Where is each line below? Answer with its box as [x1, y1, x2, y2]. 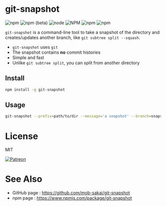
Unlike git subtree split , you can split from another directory [12, 60, 140, 66]
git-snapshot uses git [12, 44, 58, 50]
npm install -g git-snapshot [5, 87, 65, 92]
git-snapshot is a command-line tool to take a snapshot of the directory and [5, 29, 160, 35]
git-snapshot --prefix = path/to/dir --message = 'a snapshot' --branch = [5, 114, 152, 119]
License [5, 131, 39, 141]
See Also [5, 173, 42, 185]
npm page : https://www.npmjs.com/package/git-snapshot [12, 195, 132, 201]
